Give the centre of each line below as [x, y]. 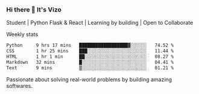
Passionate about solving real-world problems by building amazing [89, 79]
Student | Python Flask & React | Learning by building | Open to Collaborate [100, 23]
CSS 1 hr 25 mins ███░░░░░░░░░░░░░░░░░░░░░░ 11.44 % [90, 51]
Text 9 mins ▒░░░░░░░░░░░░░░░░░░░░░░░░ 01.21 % [90, 68]
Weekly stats [22, 34]
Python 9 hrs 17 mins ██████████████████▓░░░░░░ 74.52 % [90, 45]
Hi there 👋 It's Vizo [34, 10]
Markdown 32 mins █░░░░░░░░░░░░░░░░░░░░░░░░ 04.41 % [90, 62]
